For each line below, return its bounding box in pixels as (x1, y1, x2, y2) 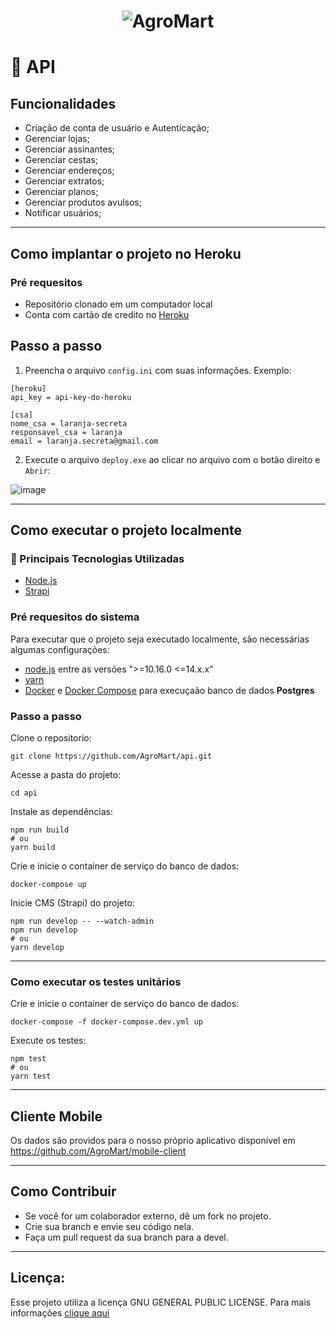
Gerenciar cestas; (24, 154, 99, 166)
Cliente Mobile (10, 1108, 103, 1125)
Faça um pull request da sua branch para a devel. (24, 1231, 229, 1243)
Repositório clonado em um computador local (24, 298, 213, 310)
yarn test (10, 1071, 52, 1082)
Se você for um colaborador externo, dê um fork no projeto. (24, 1210, 272, 1222)
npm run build (10, 825, 70, 835)
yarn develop (10, 942, 65, 952)
